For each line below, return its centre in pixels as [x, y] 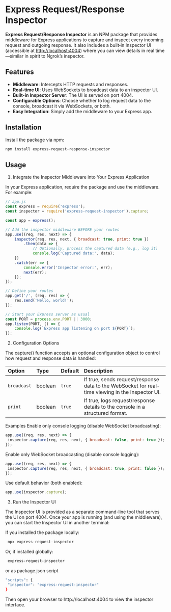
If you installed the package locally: [42, 533]
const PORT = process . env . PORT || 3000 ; [49, 319]
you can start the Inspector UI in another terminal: [58, 523]
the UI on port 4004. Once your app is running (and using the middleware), [84, 517]
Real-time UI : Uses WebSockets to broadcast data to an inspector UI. [85, 90]
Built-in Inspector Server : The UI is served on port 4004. [73, 95]
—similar [15, 56]
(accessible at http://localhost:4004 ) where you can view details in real [80, 50]
